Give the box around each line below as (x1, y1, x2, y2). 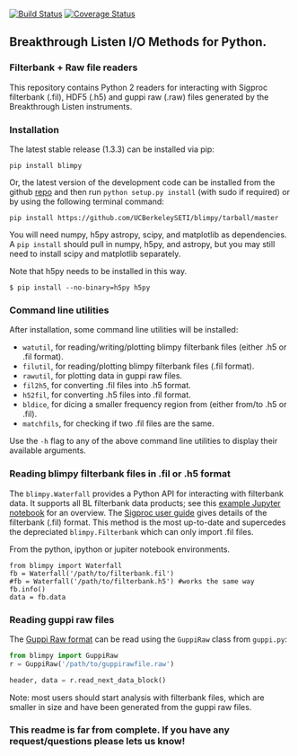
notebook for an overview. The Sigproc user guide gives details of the (9, 507, 267, 518)
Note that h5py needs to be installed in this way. (9, 265, 187, 276)
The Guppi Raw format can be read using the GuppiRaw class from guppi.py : (9, 634, 287, 645)
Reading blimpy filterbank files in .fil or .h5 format (9, 467, 231, 480)
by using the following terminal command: (9, 196, 164, 207)
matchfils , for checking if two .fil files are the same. (22, 418, 215, 429)
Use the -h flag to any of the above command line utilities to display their (9, 436, 278, 447)
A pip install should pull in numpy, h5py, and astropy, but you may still (9, 238, 276, 249)
